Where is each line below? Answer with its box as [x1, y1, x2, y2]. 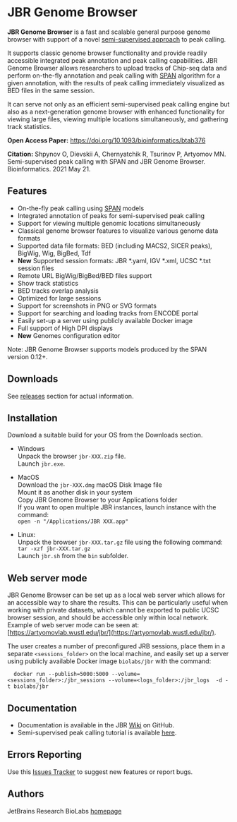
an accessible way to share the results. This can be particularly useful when [7, 598, 228, 607]
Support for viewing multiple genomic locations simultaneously [17, 219, 201, 227]
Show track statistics [17, 279, 79, 287]
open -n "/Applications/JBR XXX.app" [17, 518, 129, 526]
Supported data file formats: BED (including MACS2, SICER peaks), [17, 241, 213, 250]
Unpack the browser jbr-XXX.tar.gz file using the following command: [17, 538, 224, 547]
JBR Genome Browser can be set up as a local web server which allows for [7, 591, 226, 600]
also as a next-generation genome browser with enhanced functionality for [7, 107, 225, 116]
